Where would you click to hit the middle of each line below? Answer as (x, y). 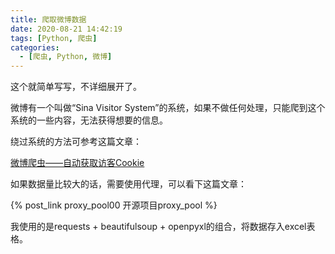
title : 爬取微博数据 (48, 19)
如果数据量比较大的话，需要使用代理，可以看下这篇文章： (128, 184)
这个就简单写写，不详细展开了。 (76, 87)
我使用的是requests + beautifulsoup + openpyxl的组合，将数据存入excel (158, 227)
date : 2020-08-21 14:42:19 (66, 29)
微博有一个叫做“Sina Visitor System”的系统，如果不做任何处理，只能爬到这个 (168, 108)
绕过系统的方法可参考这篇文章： (76, 142)
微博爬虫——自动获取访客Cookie (77, 163)
